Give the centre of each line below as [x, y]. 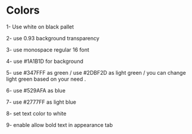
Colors [23, 10]
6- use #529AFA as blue [36, 90]
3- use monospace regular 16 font [48, 50]
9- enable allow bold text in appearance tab [59, 125]
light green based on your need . [46, 79]
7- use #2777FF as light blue [41, 102]
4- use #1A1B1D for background [45, 61]
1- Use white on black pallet [40, 27]
